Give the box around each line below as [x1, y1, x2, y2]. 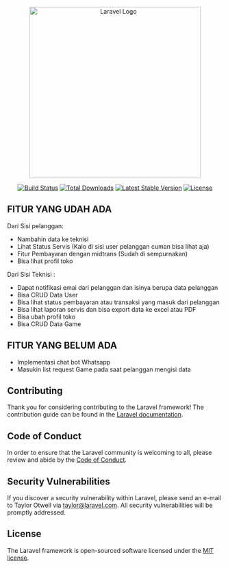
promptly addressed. [7, 508, 66, 517]
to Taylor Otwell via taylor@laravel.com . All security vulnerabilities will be [7, 501, 214, 510]
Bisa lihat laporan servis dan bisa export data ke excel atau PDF [16, 305, 197, 313]
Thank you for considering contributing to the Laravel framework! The [7, 403, 204, 411]
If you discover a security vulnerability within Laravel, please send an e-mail [7, 494, 221, 502]
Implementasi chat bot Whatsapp [16, 358, 111, 366]
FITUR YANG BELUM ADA [7, 340, 118, 351]
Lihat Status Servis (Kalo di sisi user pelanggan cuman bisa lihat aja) [16, 242, 210, 250]
